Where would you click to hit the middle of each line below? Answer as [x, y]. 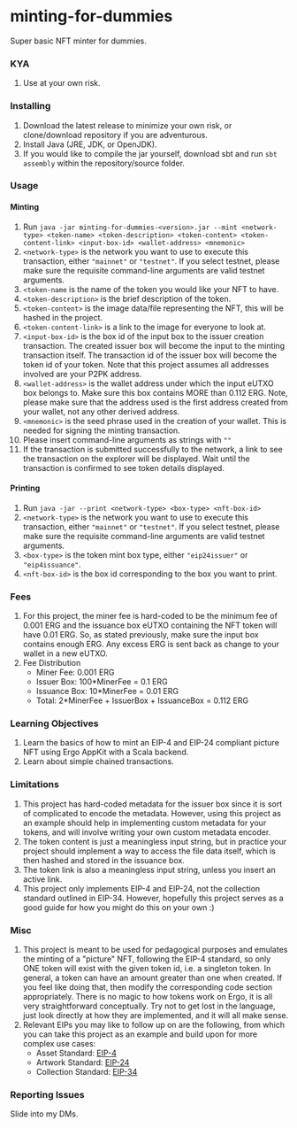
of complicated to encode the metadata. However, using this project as [152, 813]
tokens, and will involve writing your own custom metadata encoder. [147, 832]
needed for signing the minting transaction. [101, 430]
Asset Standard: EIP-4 [76, 1053]
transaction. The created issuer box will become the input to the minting [154, 345]
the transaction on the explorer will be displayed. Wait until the [136, 459]
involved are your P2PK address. [82, 374]
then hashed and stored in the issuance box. [103, 860]
